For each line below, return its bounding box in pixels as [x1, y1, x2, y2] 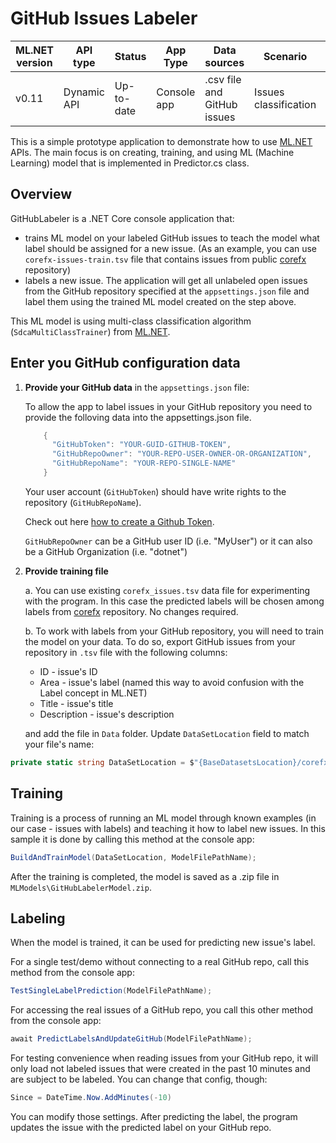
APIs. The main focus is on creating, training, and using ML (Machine [10, 146, 295, 158]
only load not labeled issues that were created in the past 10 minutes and [10, 1063, 311, 1075]
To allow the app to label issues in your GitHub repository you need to [24, 400, 313, 412]
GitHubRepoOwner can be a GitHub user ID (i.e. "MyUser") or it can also [24, 535, 313, 547]
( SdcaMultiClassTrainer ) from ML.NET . [10, 325, 171, 337]
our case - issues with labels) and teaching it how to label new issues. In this [10, 822, 326, 834]
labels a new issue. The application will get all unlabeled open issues [24, 274, 308, 286]
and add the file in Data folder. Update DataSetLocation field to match [24, 727, 310, 739]
